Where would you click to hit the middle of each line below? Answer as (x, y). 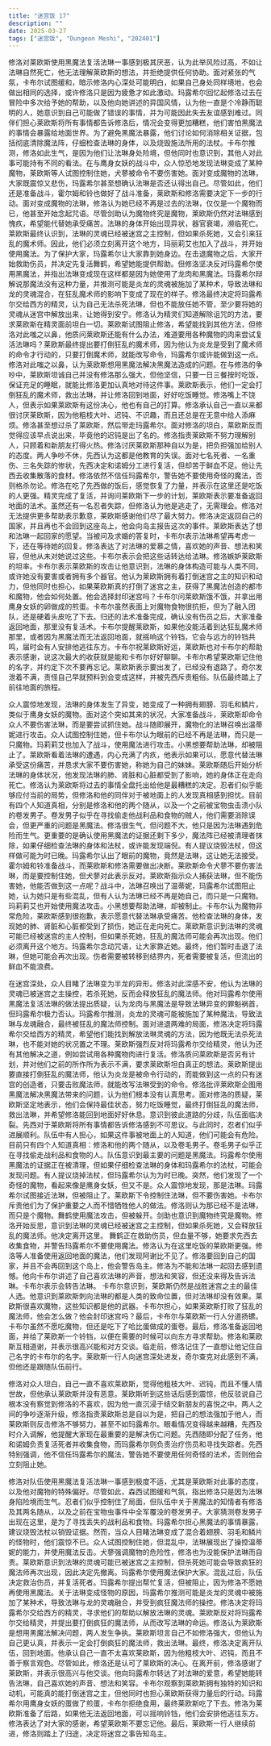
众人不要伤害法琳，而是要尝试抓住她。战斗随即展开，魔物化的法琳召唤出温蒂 (135, 725)
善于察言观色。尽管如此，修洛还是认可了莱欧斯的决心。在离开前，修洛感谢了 (135, 1663)
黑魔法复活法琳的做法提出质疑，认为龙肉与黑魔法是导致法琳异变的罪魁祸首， (135, 1004)
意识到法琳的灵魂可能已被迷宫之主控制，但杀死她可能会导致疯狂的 (153, 1562)
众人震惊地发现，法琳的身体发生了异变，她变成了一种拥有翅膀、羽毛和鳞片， (135, 704)
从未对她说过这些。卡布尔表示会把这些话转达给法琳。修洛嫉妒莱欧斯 (149, 556)
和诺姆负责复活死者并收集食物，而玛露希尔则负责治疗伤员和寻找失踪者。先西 (135, 1444)
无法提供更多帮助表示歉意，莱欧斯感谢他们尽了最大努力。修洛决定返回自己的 (135, 516)
